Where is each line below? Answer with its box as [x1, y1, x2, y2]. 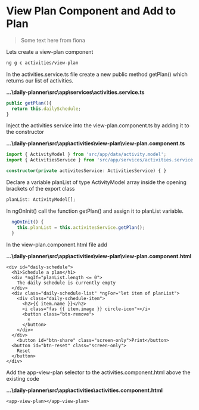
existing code [6, 375, 40, 382]
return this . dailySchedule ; [11, 106, 82, 112]
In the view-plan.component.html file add [6, 241, 107, 248]
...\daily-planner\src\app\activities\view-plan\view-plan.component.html [6, 252, 192, 259]
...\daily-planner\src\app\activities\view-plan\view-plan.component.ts [6, 140, 185, 147]
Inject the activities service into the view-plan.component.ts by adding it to [6, 122, 189, 129]
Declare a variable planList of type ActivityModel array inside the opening [6, 179, 186, 186]
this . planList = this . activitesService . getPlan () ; [17, 224, 145, 231]
